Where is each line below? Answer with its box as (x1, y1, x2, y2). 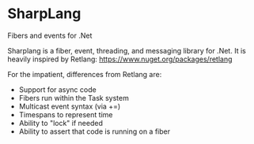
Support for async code (18, 84, 97, 94)
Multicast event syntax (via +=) (18, 102, 121, 111)
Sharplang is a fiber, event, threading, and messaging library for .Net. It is (7, 46, 246, 55)
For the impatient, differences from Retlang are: (7, 69, 162, 79)
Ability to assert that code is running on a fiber (18, 127, 171, 136)
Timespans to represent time (18, 109, 113, 119)
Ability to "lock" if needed (18, 118, 104, 127)
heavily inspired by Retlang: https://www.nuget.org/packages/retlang (7, 54, 233, 64)
